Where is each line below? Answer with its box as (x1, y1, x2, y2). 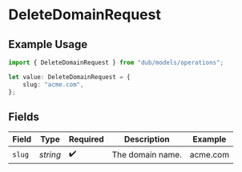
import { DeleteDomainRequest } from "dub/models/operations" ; (8, 58, 224, 66)
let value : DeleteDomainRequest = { (8, 73, 131, 81)
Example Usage (8, 38, 88, 51)
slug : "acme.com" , (22, 80, 84, 89)
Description (123, 134, 170, 145)
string (38, 149, 62, 160)
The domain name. (111, 149, 183, 160)
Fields (8, 110, 40, 123)
